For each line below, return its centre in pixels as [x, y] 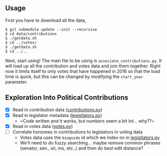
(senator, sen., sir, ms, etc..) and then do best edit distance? [81, 148]
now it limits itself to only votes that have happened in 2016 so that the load [83, 71]
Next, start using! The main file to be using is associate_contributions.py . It [83, 60]
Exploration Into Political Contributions [67, 98]
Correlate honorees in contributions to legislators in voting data [77, 131]
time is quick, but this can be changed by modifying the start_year [74, 76]
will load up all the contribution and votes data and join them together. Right [83, 66]
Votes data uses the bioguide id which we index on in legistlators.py [90, 137]
